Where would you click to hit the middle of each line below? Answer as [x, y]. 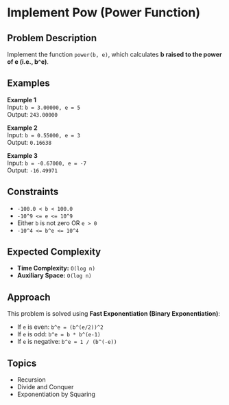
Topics [22, 363]
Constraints [33, 192]
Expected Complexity [54, 252]
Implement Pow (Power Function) [104, 13]
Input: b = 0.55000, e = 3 [44, 135]
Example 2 [22, 128]
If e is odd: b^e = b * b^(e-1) [59, 334]
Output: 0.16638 [29, 142]
